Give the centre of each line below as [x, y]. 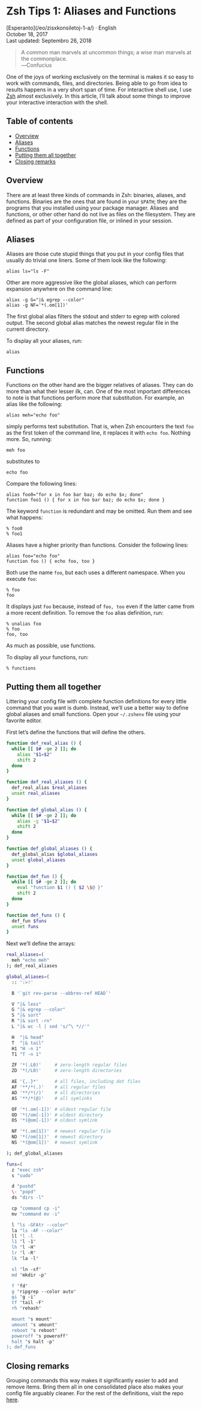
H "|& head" [28, 1037]
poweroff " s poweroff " [40, 1336]
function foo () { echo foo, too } [51, 562]
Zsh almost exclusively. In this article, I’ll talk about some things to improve [98, 96]
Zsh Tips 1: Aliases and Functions [91, 11]
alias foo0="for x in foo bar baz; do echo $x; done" [75, 495]
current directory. [28, 329]
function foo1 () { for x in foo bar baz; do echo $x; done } [85, 500]
